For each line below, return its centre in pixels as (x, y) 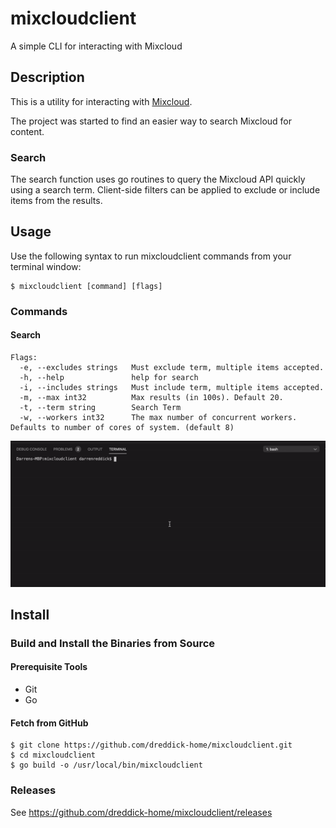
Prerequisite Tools (49, 667)
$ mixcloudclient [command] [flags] (86, 286)
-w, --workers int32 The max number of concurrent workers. (158, 417)
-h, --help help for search (109, 377)
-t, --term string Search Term (100, 407)
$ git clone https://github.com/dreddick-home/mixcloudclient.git (151, 745)
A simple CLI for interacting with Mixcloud (96, 46)
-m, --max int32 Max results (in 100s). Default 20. (151, 397)
